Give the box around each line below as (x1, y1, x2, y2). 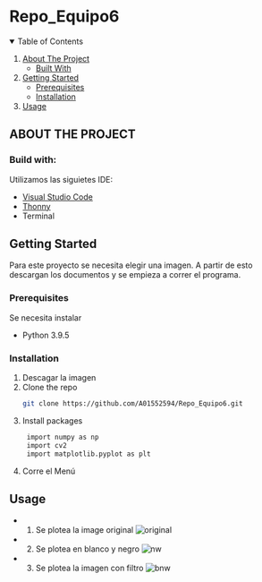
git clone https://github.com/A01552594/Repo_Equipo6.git (21, 399, 243, 408)
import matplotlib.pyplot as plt (26, 449, 151, 458)
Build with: (9, 154, 57, 167)
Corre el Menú (21, 466, 76, 476)
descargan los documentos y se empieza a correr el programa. (9, 270, 241, 280)
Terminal (21, 210, 55, 221)
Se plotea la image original (35, 525, 134, 535)
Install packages (21, 415, 83, 426)
